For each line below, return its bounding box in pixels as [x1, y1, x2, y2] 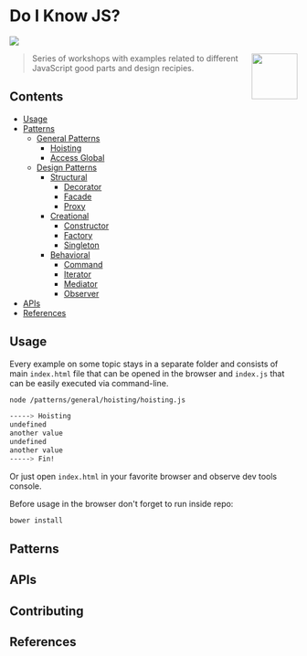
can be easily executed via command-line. [9, 377, 169, 388]
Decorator [63, 181, 102, 192]
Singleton [63, 239, 101, 250]
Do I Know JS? [9, 5, 121, 26]
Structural [49, 171, 88, 183]
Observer [63, 288, 100, 299]
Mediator [63, 278, 98, 289]
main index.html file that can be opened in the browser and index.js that [9, 367, 285, 379]
